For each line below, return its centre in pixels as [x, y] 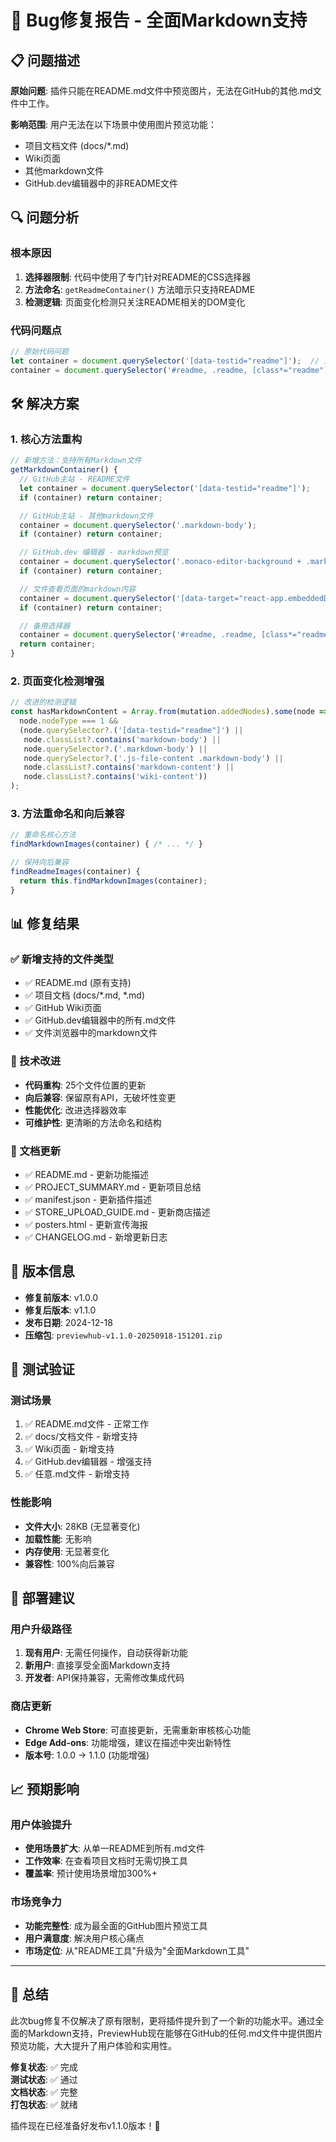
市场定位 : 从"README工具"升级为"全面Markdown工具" [137, 1950]
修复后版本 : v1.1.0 [60, 1310]
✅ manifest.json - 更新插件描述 [88, 1199]
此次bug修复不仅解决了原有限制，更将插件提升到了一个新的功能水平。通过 [163, 2020]
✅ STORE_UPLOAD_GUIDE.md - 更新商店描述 [117, 1212]
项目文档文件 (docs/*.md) [77, 145]
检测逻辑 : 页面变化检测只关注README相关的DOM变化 [135, 302]
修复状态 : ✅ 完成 [44, 2067]
